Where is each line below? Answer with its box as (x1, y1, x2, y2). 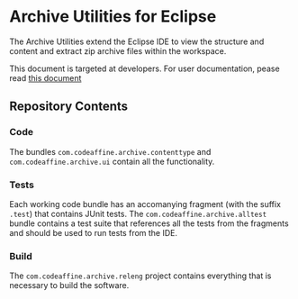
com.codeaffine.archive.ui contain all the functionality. (9, 156, 215, 167)
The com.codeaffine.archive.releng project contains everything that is (9, 270, 272, 281)
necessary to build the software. (9, 280, 130, 291)
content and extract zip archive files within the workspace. (9, 45, 227, 56)
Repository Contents (9, 99, 129, 114)
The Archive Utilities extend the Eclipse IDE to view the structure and (9, 36, 265, 47)
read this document (9, 72, 82, 83)
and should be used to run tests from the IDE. (9, 227, 178, 238)
